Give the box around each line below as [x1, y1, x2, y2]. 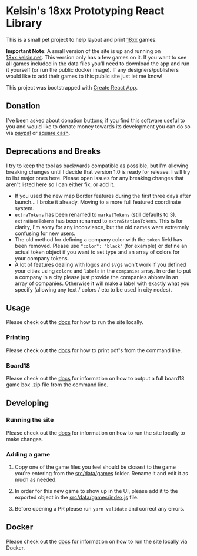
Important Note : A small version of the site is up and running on [6, 47, 161, 54]
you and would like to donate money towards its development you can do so [6, 123, 191, 130]
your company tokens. [14, 254, 69, 262]
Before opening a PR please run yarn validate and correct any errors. [14, 505, 185, 512]
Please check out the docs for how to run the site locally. [6, 319, 144, 326]
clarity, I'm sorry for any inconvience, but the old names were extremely [14, 223, 189, 230]
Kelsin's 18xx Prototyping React [6, 4, 165, 18]
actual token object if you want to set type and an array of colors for [14, 249, 180, 256]
